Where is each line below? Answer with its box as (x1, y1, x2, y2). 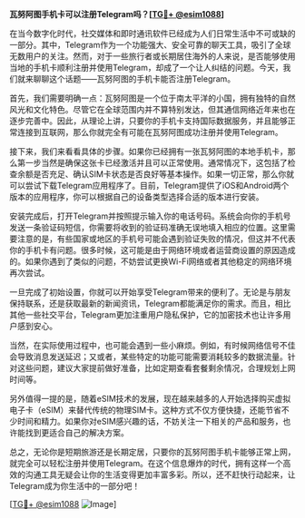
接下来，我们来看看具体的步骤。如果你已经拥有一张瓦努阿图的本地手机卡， (9, 146, 288, 157)
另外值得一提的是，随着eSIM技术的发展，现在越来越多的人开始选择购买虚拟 (9, 394, 291, 404)
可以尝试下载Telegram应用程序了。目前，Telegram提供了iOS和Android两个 (9, 181, 290, 191)
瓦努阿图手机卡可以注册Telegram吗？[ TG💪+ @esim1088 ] (9, 9, 225, 19)
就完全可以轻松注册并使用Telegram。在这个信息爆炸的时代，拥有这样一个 (9, 458, 283, 468)
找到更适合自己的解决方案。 (25, 427, 129, 438)
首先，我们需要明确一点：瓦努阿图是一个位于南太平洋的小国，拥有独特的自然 (9, 93, 296, 103)
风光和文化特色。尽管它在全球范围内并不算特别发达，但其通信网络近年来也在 (9, 104, 296, 114)
